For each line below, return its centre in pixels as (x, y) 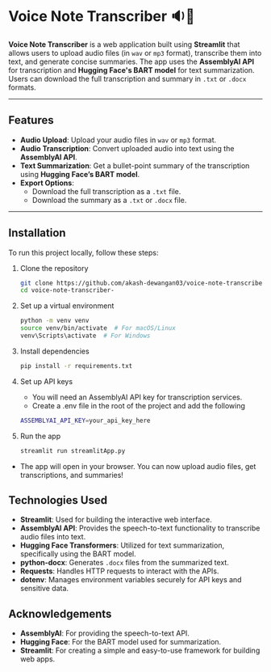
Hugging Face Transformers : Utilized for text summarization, (122, 545)
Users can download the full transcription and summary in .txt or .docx (127, 78)
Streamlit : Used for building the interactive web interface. (116, 520)
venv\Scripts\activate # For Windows (85, 336)
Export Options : (47, 183)
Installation (37, 233)
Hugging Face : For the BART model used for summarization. (121, 642)
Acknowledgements (60, 613)
